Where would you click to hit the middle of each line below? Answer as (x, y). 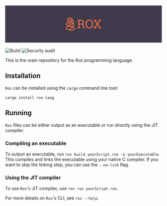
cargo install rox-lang (30, 98)
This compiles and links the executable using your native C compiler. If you (82, 160)
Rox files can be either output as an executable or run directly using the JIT (82, 125)
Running (19, 113)
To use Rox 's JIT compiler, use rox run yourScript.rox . (62, 189)
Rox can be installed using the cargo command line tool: (62, 88)
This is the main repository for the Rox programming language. (69, 60)
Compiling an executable (36, 143)
